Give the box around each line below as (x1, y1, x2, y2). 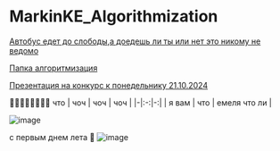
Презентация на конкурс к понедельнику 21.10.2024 (9, 80, 208, 90)
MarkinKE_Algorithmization (9, 6, 218, 27)
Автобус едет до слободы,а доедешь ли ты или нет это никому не (9, 36, 261, 46)
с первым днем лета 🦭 (9, 131, 95, 142)
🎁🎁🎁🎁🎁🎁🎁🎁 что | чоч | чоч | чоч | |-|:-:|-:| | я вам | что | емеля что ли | (9, 96, 272, 108)
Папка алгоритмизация (9, 63, 98, 73)
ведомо (9, 45, 39, 55)
